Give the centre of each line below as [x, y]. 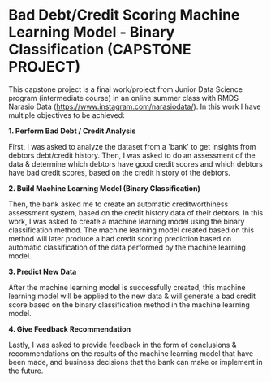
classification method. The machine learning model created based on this [131, 230]
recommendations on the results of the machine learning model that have [131, 353]
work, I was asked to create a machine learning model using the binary [127, 221]
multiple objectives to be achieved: [67, 115]
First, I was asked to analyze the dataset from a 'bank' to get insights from [132, 146]
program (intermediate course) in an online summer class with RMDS [124, 98]
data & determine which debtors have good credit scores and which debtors [136, 163]
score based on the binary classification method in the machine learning [129, 304]
